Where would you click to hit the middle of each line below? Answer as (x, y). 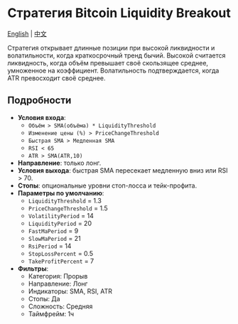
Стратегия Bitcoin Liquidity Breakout (119, 13)
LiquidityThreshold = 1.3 (65, 200)
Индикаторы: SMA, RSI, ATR (70, 291)
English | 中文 (27, 33)
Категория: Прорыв (58, 276)
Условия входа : (42, 117)
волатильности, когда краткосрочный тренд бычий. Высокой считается (117, 55)
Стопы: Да (44, 298)
